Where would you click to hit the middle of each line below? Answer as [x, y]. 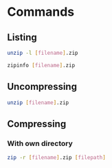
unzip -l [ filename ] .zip [43, 53]
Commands [41, 12]
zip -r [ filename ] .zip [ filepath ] [57, 158]
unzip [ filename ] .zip [38, 103]
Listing [22, 37]
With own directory [40, 143]
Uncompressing [42, 87]
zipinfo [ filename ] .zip [41, 65]
